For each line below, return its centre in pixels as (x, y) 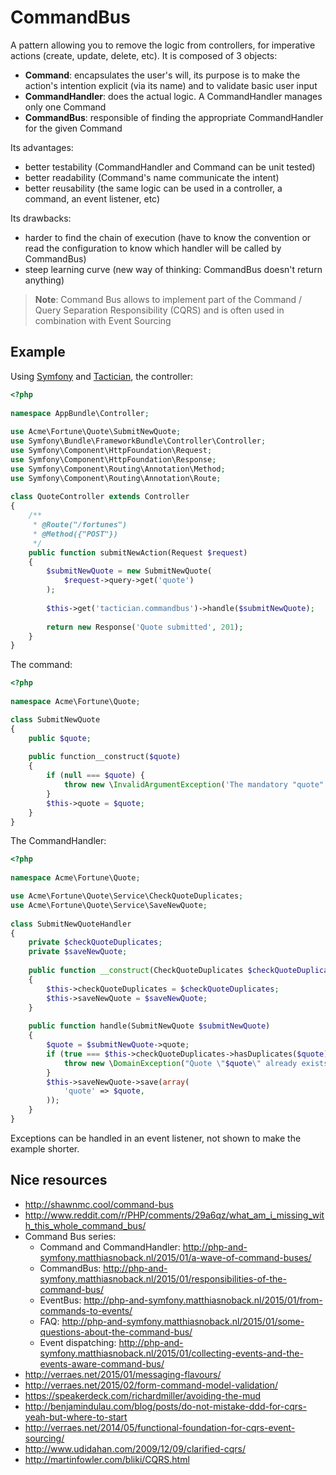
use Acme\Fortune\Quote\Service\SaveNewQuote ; (109, 905)
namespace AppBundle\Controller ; (80, 413)
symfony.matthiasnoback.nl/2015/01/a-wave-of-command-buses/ (175, 1257)
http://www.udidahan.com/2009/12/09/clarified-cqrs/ (135, 1448)
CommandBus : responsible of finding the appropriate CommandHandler (174, 117)
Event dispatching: (78, 1342)
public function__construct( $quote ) (105, 757)
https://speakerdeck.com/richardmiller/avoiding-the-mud (143, 1395)
